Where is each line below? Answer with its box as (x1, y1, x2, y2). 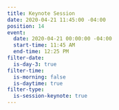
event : (7, 29, 26, 36)
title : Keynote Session (7, 10, 76, 17)
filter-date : (7, 55, 45, 61)
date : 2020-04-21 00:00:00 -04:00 (13, 36, 112, 42)
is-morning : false (13, 73, 67, 81)
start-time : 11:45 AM (13, 42, 76, 49)
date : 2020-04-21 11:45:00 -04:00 (7, 16, 107, 23)
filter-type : (7, 86, 45, 93)
